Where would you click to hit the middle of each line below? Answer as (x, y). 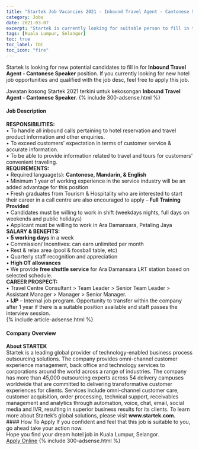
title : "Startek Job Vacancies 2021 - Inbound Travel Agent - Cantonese (98, 12)
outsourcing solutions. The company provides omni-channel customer (92, 359)
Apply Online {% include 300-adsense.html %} (63, 441)
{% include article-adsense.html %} (50, 319)
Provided (17, 206)
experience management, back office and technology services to (86, 365)
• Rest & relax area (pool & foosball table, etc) (62, 250)
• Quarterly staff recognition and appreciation (62, 256)
